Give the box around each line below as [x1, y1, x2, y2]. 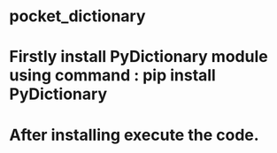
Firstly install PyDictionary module [9, 47, 268, 67]
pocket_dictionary [9, 6, 146, 27]
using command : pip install [9, 65, 217, 86]
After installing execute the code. [9, 125, 259, 145]
